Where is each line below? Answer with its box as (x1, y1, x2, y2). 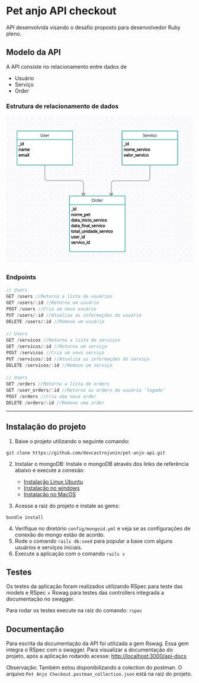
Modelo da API (6, 47, 61, 58)
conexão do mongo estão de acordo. (14, 531, 105, 538)
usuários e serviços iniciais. (14, 544, 83, 551)
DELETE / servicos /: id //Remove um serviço (6, 362, 113, 368)
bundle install (6, 514, 44, 520)
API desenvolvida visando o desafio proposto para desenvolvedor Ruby (6, 24, 181, 31)
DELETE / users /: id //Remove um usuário (6, 319, 105, 325)
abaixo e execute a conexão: (14, 466, 85, 474)
